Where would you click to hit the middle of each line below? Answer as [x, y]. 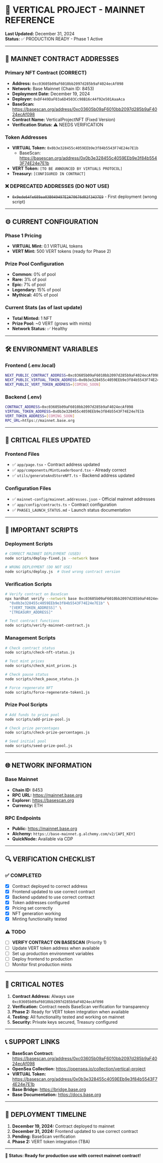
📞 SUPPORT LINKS [33, 1041]
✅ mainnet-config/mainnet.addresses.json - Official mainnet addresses [83, 499]
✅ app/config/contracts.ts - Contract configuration [64, 504]
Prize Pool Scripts [26, 705]
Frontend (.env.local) [30, 365]
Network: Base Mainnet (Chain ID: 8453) [53, 88]
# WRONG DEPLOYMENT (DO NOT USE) [39, 567]
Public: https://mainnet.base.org [45, 829]
